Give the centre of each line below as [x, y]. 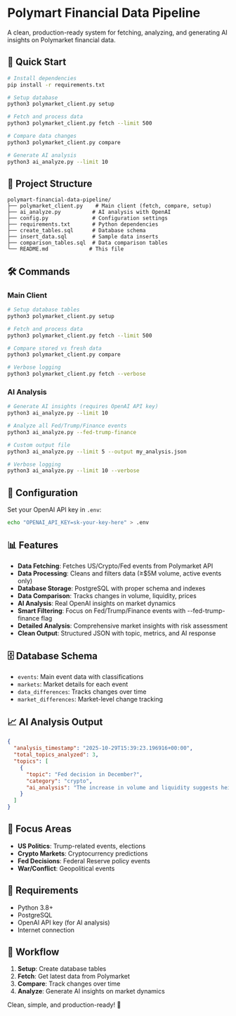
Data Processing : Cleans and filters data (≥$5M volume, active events [119, 573]
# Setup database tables [44, 310]
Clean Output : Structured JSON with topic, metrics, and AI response [117, 633]
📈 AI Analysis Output [55, 722]
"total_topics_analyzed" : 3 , [56, 755]
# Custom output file [39, 445]
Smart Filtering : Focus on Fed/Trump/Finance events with [101, 611]
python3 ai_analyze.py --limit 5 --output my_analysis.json [97, 452]
